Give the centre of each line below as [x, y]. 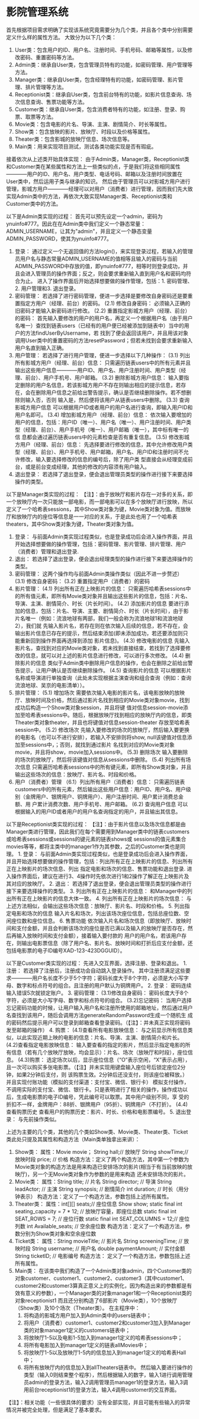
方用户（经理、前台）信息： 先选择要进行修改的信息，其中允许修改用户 [101, 444]
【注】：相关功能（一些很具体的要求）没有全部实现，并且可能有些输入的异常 [98, 1402]
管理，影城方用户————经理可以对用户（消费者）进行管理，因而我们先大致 [99, 188]
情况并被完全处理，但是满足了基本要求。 [55, 1409]
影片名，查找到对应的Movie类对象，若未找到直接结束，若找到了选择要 [100, 648]
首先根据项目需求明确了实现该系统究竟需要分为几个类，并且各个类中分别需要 [99, 30]
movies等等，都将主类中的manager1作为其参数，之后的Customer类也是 [93, 846]
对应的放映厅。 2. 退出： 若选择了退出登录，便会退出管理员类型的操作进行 [101, 883]
